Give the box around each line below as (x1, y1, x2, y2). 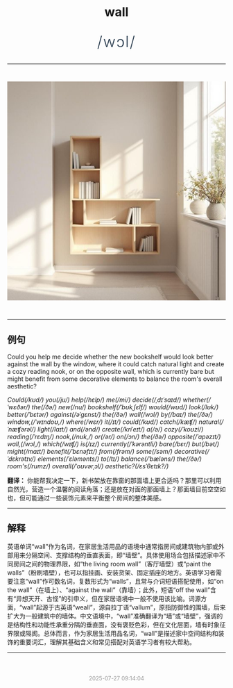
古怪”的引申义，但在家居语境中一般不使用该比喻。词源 (46, 594, 201, 603)
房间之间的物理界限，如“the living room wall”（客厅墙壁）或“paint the (12, 559, 212, 568)
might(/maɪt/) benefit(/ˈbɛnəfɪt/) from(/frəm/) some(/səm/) (7, 448, 173, 455)
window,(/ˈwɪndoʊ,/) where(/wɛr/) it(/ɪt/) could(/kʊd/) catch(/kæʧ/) (7, 418, 198, 426)
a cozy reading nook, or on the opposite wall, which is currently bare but (7, 368, 214, 375)
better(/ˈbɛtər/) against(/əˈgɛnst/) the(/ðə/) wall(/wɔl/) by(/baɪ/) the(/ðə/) (7, 411, 214, 418)
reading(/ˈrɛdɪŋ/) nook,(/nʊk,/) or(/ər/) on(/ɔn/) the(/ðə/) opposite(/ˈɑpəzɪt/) (7, 432, 221, 441)
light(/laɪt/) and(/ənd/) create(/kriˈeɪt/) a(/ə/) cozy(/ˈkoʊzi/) (37, 425, 204, 433)
